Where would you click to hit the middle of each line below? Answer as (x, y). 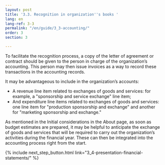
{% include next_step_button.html (40, 153)
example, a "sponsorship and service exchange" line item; (72, 96)
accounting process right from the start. (46, 143)
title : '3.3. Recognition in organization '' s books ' (62, 14)
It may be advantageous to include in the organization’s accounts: (72, 81)
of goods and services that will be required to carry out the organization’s (80, 132)
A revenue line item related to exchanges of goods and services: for (82, 91)
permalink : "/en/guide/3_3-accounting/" (48, 28)
